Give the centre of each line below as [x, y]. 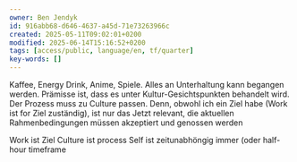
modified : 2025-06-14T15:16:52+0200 [77, 43]
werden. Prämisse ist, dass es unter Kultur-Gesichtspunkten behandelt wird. [149, 94]
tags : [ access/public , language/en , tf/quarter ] [102, 51]
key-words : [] [36, 59]
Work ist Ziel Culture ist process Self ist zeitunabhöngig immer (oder [135, 140]
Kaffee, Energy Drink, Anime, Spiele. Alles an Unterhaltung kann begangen [147, 85]
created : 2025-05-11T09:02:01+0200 [76, 34]
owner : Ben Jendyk [43, 17]
